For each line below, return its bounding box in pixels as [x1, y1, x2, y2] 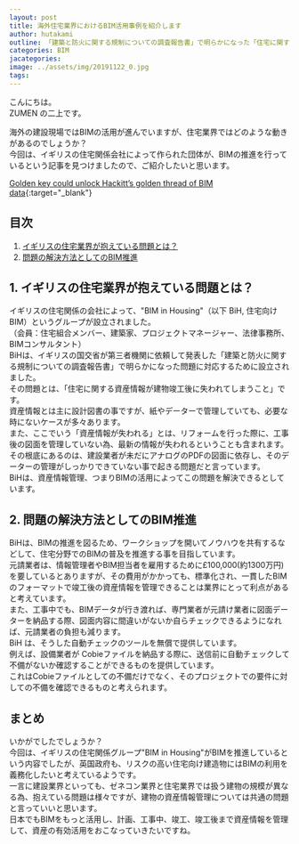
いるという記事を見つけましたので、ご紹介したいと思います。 [9, 159, 235, 170]
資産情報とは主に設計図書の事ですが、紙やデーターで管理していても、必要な [9, 406, 288, 417]
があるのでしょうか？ [9, 137, 87, 148]
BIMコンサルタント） [9, 339, 86, 350]
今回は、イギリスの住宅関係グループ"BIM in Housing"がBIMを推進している [9, 747, 281, 758]
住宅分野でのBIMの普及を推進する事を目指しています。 [39, 548, 240, 559]
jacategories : [9, 54, 62, 63]
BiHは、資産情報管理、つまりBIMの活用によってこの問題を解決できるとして [9, 473, 285, 483]
